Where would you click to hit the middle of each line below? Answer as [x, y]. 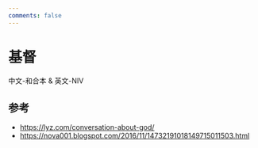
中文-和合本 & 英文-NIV [46, 81]
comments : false [35, 15]
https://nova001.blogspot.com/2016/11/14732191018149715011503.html [135, 136]
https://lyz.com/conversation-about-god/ [87, 127]
